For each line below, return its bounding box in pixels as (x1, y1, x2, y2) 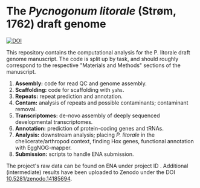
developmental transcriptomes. (15, 118, 93, 125)
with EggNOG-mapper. (15, 144, 73, 151)
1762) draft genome (6, 17, 106, 31)
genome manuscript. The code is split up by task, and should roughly (6, 55, 179, 62)
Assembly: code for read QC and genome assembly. (15, 80, 147, 87)
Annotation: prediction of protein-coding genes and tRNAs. (15, 125, 164, 132)
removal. (15, 105, 37, 112)
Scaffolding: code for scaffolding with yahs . (15, 86, 125, 93)
